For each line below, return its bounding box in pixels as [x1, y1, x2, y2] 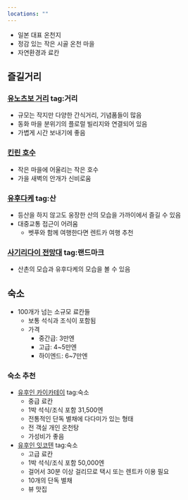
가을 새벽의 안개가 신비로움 [17, 174, 92, 182]
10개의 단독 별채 [27, 476, 73, 485]
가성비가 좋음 [27, 432, 65, 441]
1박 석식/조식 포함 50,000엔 [27, 458, 105, 467]
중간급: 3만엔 [38, 334, 75, 342]
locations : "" [7, 10, 49, 18]
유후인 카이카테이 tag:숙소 [17, 388, 89, 396]
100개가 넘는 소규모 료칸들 [17, 308, 90, 316]
